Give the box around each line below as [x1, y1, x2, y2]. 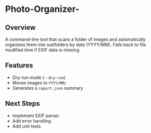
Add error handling [12, 118, 51, 124]
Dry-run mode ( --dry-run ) [12, 74, 66, 80]
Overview [5, 23, 36, 32]
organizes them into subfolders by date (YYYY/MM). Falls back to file [5, 42, 146, 48]
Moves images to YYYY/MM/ [12, 79, 67, 85]
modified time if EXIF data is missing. [5, 47, 81, 53]
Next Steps [5, 99, 40, 108]
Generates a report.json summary [12, 85, 83, 91]
